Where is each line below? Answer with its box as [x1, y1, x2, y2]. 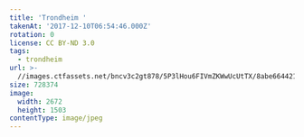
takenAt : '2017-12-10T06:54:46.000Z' [9, 22, 152, 31]
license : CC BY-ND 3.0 [9, 38, 95, 48]
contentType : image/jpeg [9, 114, 103, 123]
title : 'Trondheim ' [9, 13, 88, 23]
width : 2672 [17, 96, 63, 106]
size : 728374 [9, 80, 59, 89]
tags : [9, 47, 30, 56]
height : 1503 [17, 105, 67, 114]
